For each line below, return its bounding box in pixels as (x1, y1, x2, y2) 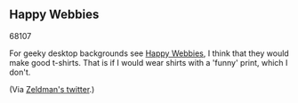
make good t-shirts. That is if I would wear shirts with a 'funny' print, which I (9, 57, 288, 67)
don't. (9, 67, 31, 77)
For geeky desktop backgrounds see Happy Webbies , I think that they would (9, 48, 289, 59)
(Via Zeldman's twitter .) (9, 83, 95, 94)
